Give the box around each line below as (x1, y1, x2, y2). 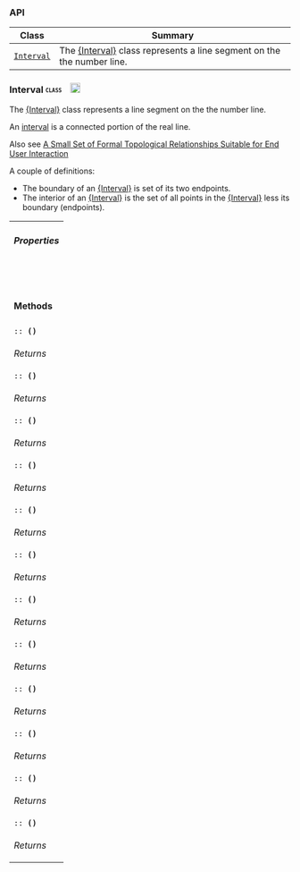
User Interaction (9, 148, 69, 158)
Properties (13, 234, 60, 247)
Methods (13, 300, 54, 312)
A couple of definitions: (9, 165, 96, 176)
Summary (151, 30, 195, 42)
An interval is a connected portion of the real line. (9, 121, 191, 131)
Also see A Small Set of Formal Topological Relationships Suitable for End (9, 139, 279, 149)
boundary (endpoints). (21, 201, 105, 212)
